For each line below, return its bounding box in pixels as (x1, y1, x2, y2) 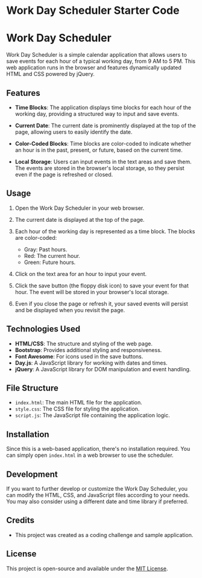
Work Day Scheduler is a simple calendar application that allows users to (6, 51, 187, 58)
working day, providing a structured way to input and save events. (14, 110, 179, 118)
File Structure (6, 383, 58, 393)
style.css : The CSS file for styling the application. (14, 405, 140, 413)
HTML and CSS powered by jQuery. (6, 71, 95, 78)
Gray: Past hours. (24, 245, 68, 253)
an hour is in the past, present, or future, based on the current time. (14, 146, 183, 154)
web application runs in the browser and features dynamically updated (6, 64, 182, 71)
